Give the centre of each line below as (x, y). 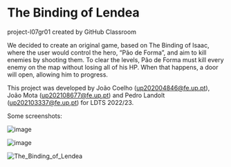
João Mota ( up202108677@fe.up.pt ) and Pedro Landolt (86, 95)
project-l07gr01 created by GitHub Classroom (72, 32)
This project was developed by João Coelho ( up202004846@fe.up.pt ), (109, 88)
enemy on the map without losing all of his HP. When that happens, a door (113, 67)
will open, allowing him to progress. (58, 75)
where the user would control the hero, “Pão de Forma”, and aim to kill (107, 52)
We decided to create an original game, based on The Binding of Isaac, (108, 45)
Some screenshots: (35, 116)
